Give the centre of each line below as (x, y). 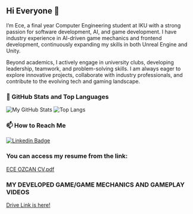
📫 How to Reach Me (36, 126)
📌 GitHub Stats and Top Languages (57, 97)
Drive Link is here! (28, 205)
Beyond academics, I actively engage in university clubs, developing (90, 62)
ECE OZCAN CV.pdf (30, 169)
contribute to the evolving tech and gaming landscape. (73, 81)
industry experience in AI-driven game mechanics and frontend (84, 38)
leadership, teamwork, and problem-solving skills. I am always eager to (94, 69)
